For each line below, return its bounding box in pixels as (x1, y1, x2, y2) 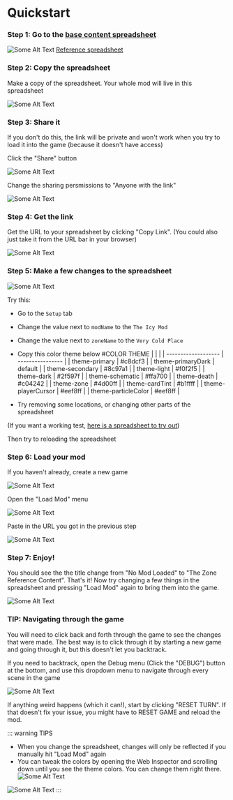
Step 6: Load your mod (7, 452, 86, 462)
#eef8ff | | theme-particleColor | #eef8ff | (60, 386, 180, 395)
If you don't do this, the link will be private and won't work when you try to (7, 133, 220, 142)
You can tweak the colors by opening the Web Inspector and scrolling (17, 757, 218, 765)
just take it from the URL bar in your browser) (7, 235, 137, 243)
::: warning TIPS (7, 729, 54, 737)
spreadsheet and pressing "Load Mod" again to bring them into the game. (7, 584, 220, 592)
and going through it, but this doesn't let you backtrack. (7, 645, 167, 654)
